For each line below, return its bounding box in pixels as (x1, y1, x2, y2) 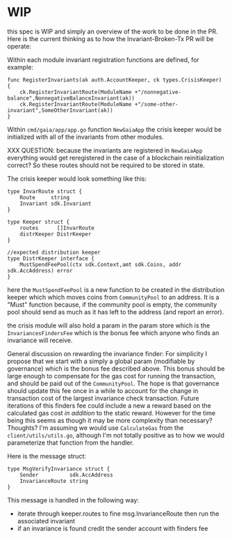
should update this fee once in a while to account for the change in (7, 386, 199, 394)
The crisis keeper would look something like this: (7, 174, 147, 183)
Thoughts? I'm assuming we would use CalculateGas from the (7, 423, 184, 432)
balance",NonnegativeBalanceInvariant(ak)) (7, 95, 135, 102)
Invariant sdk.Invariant (19, 200, 92, 207)
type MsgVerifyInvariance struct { (7, 465, 110, 472)
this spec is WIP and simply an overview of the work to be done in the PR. (7, 27, 218, 36)
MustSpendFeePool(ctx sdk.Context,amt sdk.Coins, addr (19, 261, 182, 268)
